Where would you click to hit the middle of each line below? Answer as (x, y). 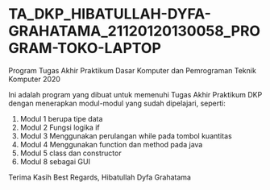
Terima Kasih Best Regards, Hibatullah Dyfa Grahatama (100, 177)
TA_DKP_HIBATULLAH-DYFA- (110, 14)
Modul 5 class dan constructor (71, 153)
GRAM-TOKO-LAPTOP (85, 48)
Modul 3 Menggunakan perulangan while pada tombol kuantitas (126, 136)
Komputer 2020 (34, 79)
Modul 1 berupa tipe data (61, 118)
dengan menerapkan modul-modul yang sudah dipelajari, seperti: (117, 103)
